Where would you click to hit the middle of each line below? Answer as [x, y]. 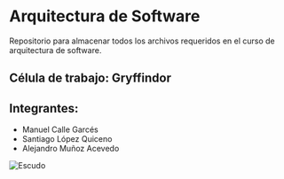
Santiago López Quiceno [67, 139]
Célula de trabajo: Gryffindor [90, 78]
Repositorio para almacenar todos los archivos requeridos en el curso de [142, 41]
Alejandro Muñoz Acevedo [71, 149]
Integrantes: [44, 108]
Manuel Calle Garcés [60, 129]
